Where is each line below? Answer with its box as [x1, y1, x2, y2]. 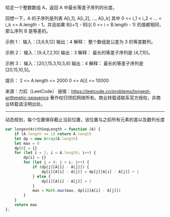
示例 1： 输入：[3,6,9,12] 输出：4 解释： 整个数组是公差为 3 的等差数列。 [5, 39, 156, 45]
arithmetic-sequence [5, 95, 49, 101]
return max [14, 202, 37, 207]
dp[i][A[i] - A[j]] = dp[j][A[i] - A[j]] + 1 [41, 169, 139, 174]
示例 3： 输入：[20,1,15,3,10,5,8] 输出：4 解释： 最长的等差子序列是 [5, 60, 144, 66]
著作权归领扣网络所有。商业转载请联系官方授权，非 [50, 95, 157, 101]
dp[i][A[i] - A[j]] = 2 [41, 178, 92, 184]
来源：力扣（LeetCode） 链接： [5, 88, 72, 94]
